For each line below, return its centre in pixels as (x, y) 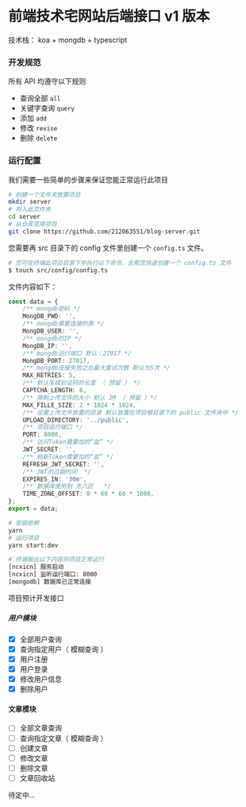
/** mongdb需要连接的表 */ (63, 324)
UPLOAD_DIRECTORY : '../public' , (76, 420)
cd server (25, 217)
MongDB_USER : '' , (51, 331)
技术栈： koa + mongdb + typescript (68, 40)
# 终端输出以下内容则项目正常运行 (56, 559)
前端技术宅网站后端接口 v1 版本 (109, 16)
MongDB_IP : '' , (48, 346)
